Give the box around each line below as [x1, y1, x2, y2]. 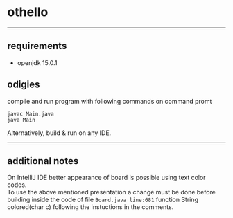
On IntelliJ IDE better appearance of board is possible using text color [7, 174, 206, 182]
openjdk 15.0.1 [17, 58, 58, 66]
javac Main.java [7, 110, 54, 118]
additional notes [7, 155, 79, 167]
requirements [7, 40, 67, 52]
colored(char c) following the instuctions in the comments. [7, 203, 174, 211]
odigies [7, 79, 40, 91]
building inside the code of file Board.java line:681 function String [7, 195, 199, 204]
